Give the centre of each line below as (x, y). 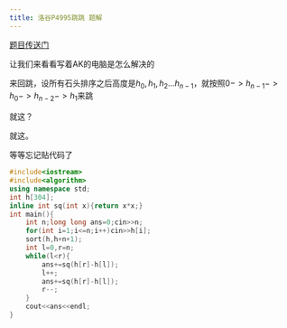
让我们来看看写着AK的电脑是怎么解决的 (82, 63)
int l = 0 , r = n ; (50, 248)
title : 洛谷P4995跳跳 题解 (56, 18)
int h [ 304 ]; (32, 197)
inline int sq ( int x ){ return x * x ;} (76, 206)
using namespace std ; (50, 189)
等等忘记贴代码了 (41, 155)
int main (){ (32, 214)
